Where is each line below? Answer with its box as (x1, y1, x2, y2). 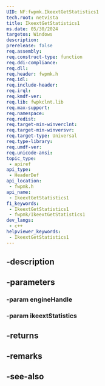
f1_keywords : (6, 201, 39, 207)
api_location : (6, 178, 42, 184)
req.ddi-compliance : (6, 59, 59, 65)
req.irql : (6, 88, 32, 94)
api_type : (6, 167, 32, 173)
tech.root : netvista (6, 15, 59, 21)
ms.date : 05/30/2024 (6, 25, 59, 32)
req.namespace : (6, 110, 45, 116)
